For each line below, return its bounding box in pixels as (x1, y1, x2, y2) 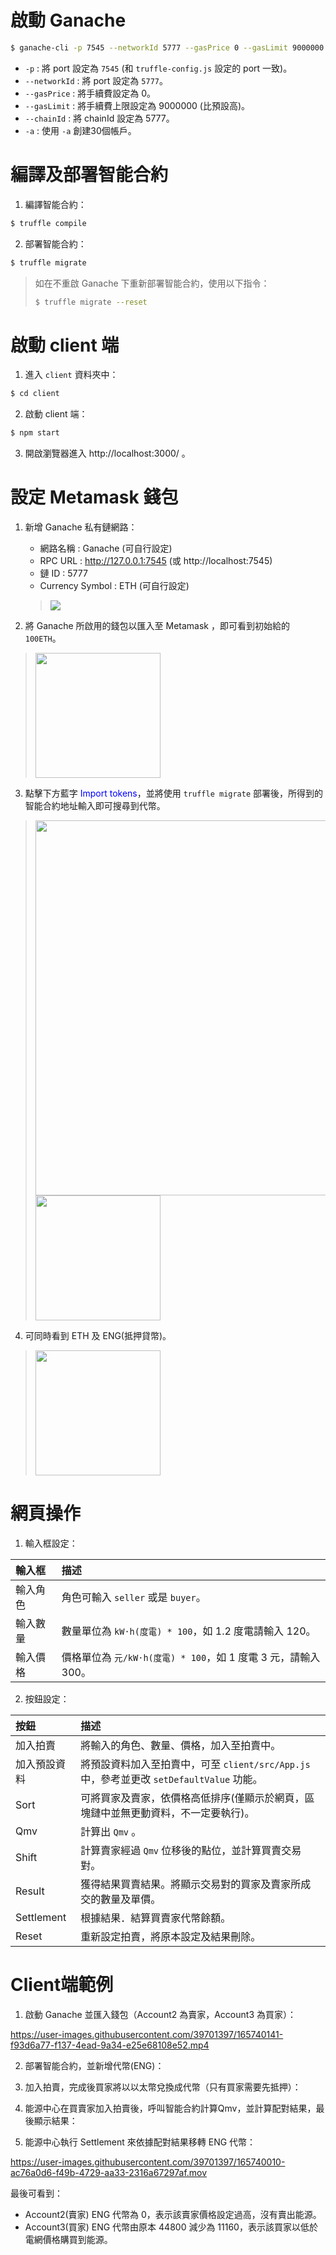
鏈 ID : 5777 (39, 567, 88, 579)
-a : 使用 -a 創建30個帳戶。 (24, 124, 137, 136)
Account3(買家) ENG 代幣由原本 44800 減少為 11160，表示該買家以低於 (24, 2221, 318, 2233)
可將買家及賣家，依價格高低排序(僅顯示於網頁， (80, 1791, 305, 1805)
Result (15, 1884, 45, 1898)
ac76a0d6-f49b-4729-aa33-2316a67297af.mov (10, 2166, 208, 2178)
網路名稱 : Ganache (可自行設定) (39, 542, 173, 554)
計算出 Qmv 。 (80, 1824, 142, 1838)
